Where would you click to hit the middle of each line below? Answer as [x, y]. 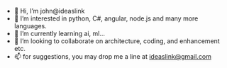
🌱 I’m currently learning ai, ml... [59, 33]
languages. [31, 26]
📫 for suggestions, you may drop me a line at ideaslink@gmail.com [112, 56]
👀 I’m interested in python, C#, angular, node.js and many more [106, 18]
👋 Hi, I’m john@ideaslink [49, 11]
